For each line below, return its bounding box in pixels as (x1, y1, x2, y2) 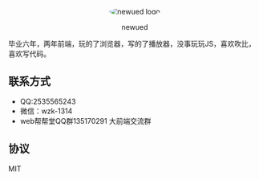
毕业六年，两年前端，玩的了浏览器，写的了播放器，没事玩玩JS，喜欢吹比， (8, 39, 256, 48)
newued (121, 22, 148, 31)
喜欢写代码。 (8, 49, 51, 59)
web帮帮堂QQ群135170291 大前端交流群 (19, 116, 152, 125)
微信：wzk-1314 (19, 106, 73, 116)
